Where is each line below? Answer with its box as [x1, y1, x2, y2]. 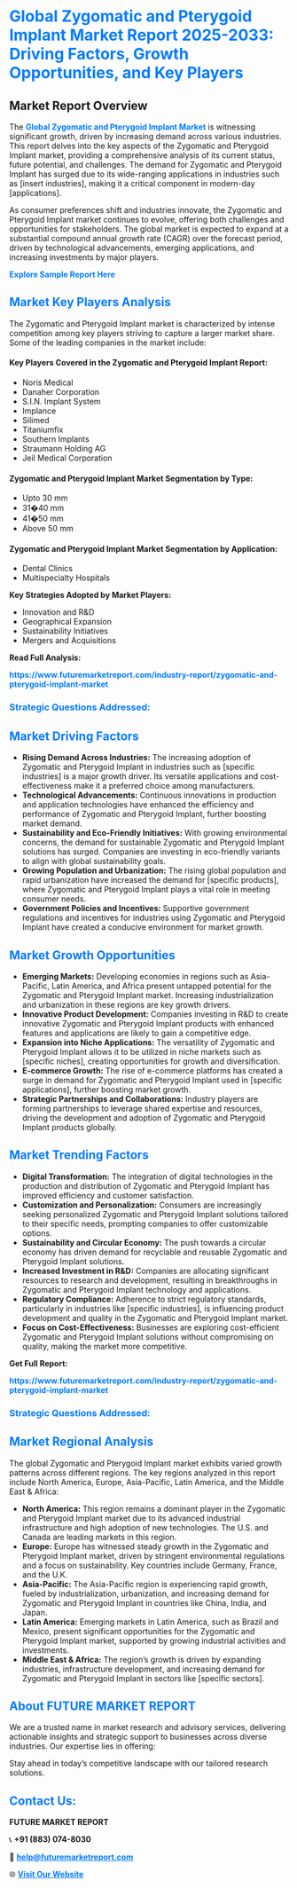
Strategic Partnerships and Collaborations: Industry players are [21, 1093, 259, 1104]
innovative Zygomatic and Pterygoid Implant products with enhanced [21, 1018, 275, 1028]
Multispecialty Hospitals [21, 572, 111, 583]
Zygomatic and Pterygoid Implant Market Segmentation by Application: [9, 543, 277, 554]
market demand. [21, 818, 82, 829]
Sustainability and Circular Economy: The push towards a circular [21, 1237, 267, 1247]
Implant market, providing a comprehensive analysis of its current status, [9, 150, 276, 161]
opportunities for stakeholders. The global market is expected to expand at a [9, 224, 289, 234]
